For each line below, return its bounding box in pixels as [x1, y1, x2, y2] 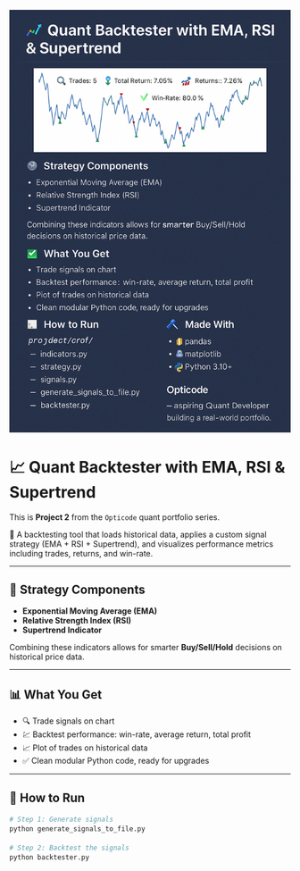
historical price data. [9, 651, 85, 662]
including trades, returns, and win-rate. [9, 548, 154, 558]
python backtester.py [9, 852, 90, 862]
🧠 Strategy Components [9, 582, 146, 598]
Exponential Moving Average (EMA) [21, 606, 158, 616]
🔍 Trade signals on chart [21, 716, 115, 726]
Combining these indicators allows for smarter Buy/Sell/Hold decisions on [9, 642, 283, 653]
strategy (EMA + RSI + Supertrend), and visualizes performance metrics [9, 538, 274, 549]
